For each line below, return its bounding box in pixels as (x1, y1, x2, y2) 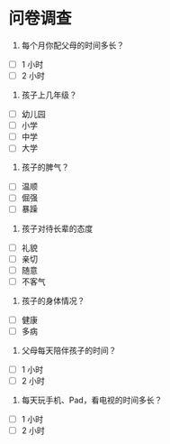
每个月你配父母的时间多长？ (21, 40, 125, 51)
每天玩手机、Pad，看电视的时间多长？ (21, 394, 163, 405)
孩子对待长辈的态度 (21, 223, 94, 234)
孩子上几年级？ (21, 89, 77, 100)
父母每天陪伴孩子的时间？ (21, 345, 117, 356)
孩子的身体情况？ (21, 295, 85, 306)
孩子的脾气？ (21, 162, 69, 172)
